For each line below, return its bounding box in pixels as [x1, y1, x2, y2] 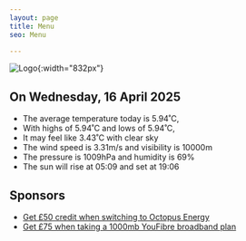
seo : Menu [9, 30, 47, 39]
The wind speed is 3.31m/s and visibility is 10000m [22, 142, 213, 153]
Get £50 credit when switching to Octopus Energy [22, 212, 211, 222]
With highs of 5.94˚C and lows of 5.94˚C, [22, 123, 175, 134]
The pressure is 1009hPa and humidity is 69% [22, 151, 195, 163]
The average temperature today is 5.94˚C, [22, 113, 180, 124]
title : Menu [9, 22, 54, 31]
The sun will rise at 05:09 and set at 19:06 [22, 161, 180, 172]
